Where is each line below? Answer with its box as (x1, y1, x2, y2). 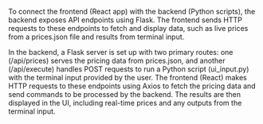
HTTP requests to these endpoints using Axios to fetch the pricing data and (8, 81, 257, 91)
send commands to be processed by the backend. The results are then (8, 90, 241, 99)
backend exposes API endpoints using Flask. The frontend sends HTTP (8, 15, 243, 25)
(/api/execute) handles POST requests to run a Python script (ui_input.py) (8, 64, 249, 74)
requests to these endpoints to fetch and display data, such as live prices (8, 24, 249, 33)
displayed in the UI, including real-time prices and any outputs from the (8, 99, 242, 107)
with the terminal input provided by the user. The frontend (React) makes (8, 73, 247, 82)
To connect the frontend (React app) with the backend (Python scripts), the (8, 7, 256, 16)
